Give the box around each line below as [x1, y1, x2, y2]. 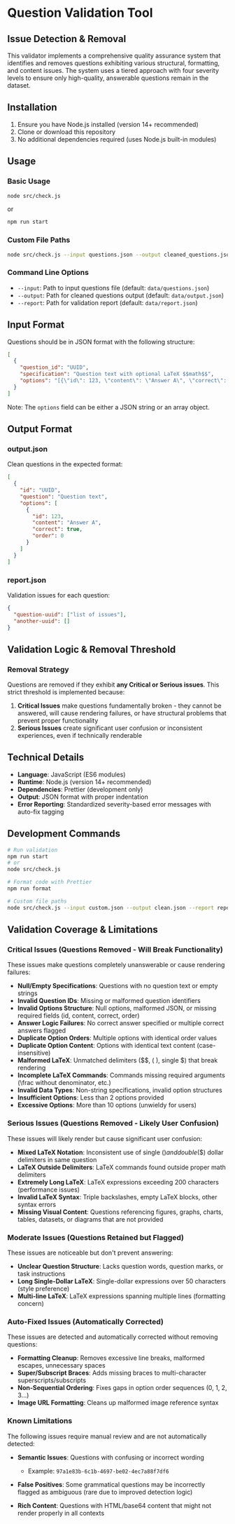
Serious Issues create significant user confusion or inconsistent [17, 724, 203, 732]
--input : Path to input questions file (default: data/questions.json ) [17, 283, 210, 292]
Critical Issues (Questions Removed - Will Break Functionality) [7, 945, 224, 955]
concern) [17, 1299, 44, 1307]
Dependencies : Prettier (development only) [17, 785, 143, 793]
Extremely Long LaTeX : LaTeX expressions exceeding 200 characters [17, 1178, 219, 1186]
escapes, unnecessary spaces [17, 1361, 106, 1370]
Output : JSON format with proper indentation [17, 793, 148, 801]
